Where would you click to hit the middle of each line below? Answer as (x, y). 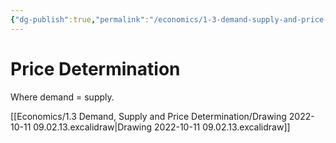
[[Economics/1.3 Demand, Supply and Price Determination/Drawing (148, 116)
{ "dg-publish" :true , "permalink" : (80, 19)
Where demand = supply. (62, 97)
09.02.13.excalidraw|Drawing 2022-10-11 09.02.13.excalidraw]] (162, 127)
